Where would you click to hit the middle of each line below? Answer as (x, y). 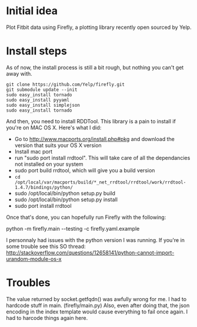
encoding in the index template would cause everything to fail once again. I (97, 312)
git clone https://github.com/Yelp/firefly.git (66, 84)
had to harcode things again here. (47, 318)
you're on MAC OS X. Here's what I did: (54, 127)
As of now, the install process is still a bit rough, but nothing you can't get (95, 67)
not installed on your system (49, 164)
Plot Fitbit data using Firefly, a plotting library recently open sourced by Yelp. (99, 27)
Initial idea (32, 11)
